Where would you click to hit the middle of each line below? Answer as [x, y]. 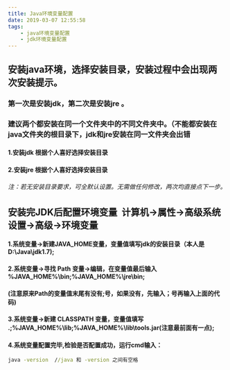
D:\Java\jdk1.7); [31, 252]
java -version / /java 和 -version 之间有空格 [73, 360]
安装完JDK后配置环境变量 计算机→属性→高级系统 [114, 212]
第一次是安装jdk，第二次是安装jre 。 [68, 103]
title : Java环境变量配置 [41, 14]
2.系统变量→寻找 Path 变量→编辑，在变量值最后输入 [82, 269]
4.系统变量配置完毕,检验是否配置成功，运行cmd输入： [85, 345]
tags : [16, 26]
